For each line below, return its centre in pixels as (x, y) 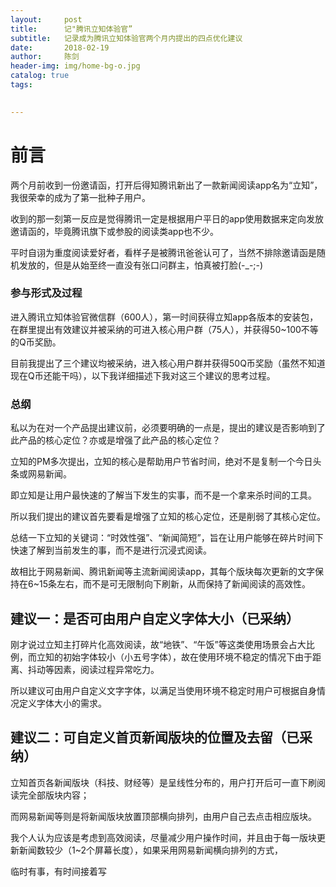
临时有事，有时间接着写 (58, 871)
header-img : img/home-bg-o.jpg (75, 66)
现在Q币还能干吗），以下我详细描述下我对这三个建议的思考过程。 (143, 375)
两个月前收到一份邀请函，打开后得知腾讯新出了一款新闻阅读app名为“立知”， (166, 185)
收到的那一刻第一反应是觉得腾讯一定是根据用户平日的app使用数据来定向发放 (167, 218)
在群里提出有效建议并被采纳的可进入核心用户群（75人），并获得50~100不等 (164, 329)
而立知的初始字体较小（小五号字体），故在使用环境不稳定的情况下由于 (170, 657)
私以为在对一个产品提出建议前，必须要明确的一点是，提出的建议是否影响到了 (168, 428)
